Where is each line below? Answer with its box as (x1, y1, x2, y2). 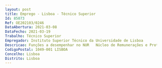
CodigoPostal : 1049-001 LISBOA (5, 47, 68, 52)
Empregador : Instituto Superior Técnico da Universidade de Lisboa (5, 38, 144, 43)
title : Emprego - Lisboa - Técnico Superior (5, 11, 96, 16)
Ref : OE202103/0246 (5, 20, 44, 25)
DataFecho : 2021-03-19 (5, 29, 51, 34)
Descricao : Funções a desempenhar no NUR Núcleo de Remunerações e (5, 43, 148, 47)
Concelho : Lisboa (5, 51, 40, 57)
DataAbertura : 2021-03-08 (5, 25, 57, 30)
